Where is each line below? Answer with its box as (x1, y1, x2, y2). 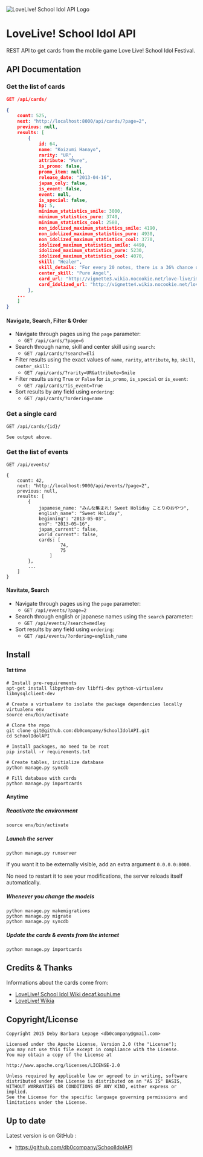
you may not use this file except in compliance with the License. (6, 1046, 180, 1052)
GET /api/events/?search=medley (24, 620, 106, 626)
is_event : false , (38, 186, 83, 192)
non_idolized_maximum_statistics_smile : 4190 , (38, 225, 158, 231)
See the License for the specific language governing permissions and (6, 1094, 188, 1100)
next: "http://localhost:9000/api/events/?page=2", (17, 482, 150, 489)
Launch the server (6, 835, 54, 842)
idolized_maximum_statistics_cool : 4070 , (38, 253, 145, 259)
